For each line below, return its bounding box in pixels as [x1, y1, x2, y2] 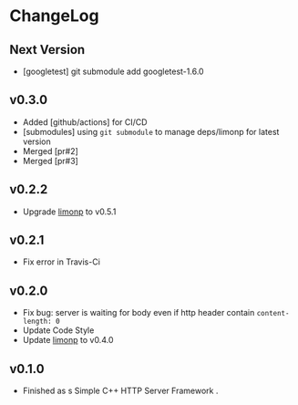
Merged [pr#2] [22, 145, 79, 156]
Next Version [9, 42, 86, 57]
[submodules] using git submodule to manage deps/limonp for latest [22, 126, 280, 137]
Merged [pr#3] [22, 155, 79, 166]
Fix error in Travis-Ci [22, 256, 100, 267]
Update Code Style [22, 325, 95, 336]
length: [22, 317, 52, 327]
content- [256, 309, 290, 318]
